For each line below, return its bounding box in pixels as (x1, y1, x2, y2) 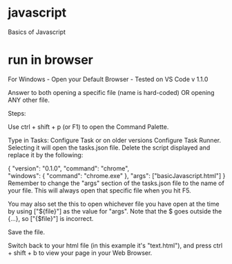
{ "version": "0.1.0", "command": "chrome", (8, 164, 130, 173)
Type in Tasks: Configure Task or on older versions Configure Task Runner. (8, 136, 222, 144)
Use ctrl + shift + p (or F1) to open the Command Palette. (8, 123, 169, 131)
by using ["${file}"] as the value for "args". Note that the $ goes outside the (8, 206, 222, 215)
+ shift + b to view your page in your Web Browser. (8, 248, 153, 257)
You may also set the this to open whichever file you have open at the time (8, 200, 220, 208)
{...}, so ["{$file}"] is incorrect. (8, 214, 94, 222)
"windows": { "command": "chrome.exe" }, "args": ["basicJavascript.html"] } (8, 171, 226, 179)
